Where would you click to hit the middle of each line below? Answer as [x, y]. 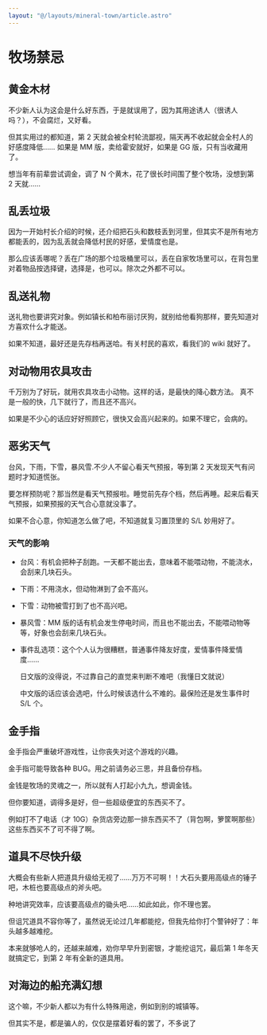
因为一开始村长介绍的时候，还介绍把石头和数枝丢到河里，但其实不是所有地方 [133, 232]
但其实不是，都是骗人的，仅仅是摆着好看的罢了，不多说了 [102, 1023]
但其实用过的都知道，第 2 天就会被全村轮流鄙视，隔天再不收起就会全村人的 [131, 137]
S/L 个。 [33, 703]
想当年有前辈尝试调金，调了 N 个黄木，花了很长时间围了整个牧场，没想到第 [131, 174]
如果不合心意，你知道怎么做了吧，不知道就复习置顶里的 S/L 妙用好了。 [124, 520]
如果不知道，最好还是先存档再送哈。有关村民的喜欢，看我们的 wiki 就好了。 [132, 344]
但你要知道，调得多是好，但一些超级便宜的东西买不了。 [99, 802]
